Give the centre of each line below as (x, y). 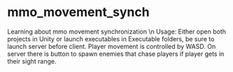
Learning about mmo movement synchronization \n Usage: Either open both (116, 31)
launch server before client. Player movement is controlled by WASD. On (112, 46)
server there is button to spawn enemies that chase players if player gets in (116, 54)
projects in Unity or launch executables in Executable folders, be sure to (111, 38)
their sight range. (32, 61)
